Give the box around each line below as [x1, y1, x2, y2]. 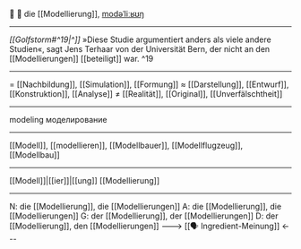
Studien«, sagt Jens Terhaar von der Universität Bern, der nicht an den [9, 44, 271, 54]
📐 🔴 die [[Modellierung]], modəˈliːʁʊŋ [9, 9, 145, 19]
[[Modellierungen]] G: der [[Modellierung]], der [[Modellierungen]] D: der [9, 210, 279, 221]
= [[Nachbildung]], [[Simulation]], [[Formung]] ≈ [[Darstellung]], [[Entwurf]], [9, 79, 289, 90]
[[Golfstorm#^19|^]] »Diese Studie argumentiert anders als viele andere [9, 34, 271, 45]
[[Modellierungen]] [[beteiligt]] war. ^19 [9, 54, 154, 64]
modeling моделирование [9, 115, 107, 124]
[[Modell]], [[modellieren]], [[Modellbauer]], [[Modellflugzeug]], [9, 140, 244, 150]
